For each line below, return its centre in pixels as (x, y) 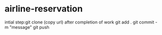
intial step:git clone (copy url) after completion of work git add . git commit (80, 22)
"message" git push (29, 27)
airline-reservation (44, 9)
